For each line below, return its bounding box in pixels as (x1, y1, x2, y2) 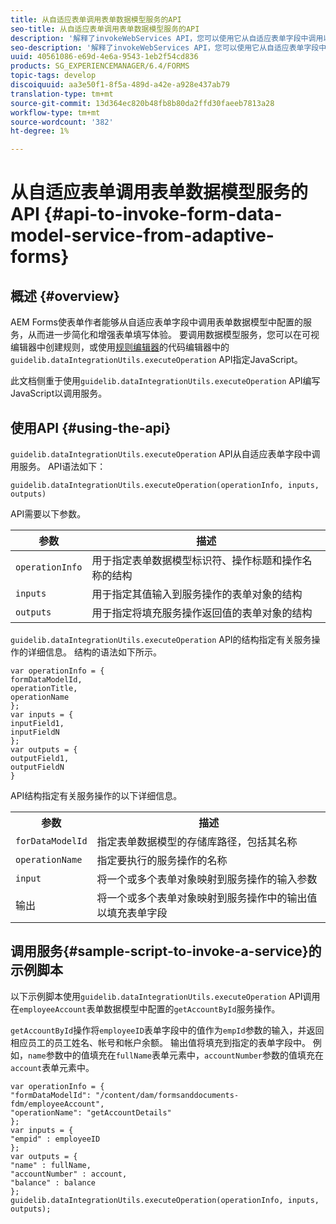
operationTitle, (10, 683, 78, 693)
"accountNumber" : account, (10, 1169, 128, 1179)
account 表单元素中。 (10, 1061, 95, 1073)
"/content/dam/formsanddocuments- (95, 1090, 240, 1100)
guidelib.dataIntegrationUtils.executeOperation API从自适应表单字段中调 (10, 447, 321, 460)
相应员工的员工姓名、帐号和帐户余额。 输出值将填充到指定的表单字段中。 (10, 1036, 311, 1048)
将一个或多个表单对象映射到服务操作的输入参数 (96, 872, 318, 886)
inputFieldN (10, 727, 60, 737)
